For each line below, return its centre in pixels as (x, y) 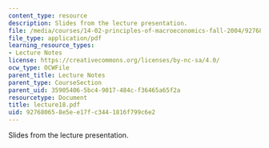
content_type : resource (48, 16)
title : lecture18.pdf (44, 105)
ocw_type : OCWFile (39, 68)
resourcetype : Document (48, 98)
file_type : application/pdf (55, 38)
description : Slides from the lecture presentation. (98, 23)
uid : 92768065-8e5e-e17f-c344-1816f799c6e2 (82, 113)
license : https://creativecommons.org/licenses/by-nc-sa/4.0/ (114, 61)
